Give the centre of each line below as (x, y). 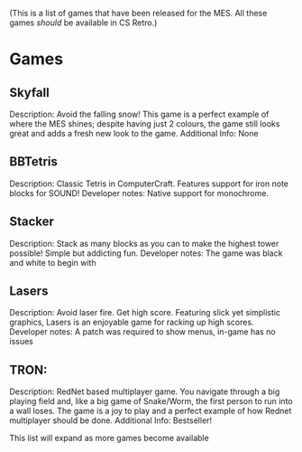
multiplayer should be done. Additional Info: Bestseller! (111, 420)
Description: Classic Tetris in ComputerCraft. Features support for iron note (149, 184)
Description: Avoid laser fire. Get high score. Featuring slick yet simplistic (145, 313)
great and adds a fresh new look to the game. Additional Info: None (134, 133)
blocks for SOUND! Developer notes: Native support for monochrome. (139, 193)
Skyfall (29, 93)
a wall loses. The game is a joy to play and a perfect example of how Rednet (151, 411)
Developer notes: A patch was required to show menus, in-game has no (143, 332)
